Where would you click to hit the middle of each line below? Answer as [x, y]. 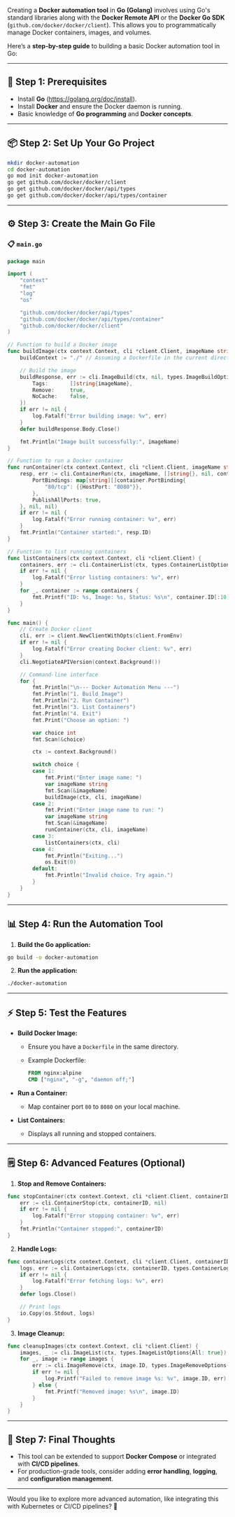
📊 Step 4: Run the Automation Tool [85, 924]
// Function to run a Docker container [65, 461]
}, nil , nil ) [39, 506]
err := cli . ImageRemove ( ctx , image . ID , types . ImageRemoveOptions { [131, 1366]
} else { [45, 1385]
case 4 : [43, 849]
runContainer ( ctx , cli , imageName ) [97, 830]
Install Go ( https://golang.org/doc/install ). [77, 99]
